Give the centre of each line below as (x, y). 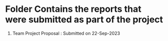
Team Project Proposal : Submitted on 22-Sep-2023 (66, 33)
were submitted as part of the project (84, 20)
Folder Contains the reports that (73, 9)
